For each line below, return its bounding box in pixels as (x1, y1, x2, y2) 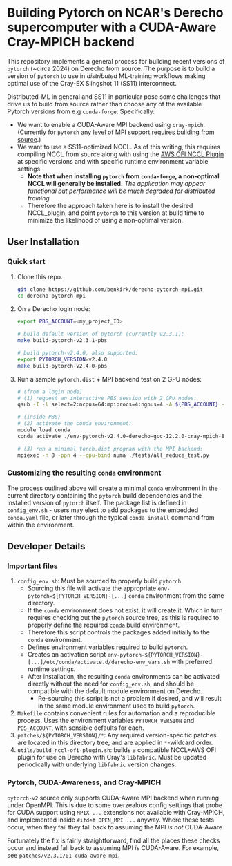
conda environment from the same (128, 592, 224, 600)
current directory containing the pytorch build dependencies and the (7, 491, 202, 499)
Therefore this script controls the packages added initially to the (27, 628, 210, 637)
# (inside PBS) (17, 413, 61, 421)
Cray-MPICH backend (7, 35, 135, 50)
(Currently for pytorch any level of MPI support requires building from (17, 128, 215, 136)
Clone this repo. (17, 272, 63, 281)
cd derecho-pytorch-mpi (17, 292, 86, 299)
